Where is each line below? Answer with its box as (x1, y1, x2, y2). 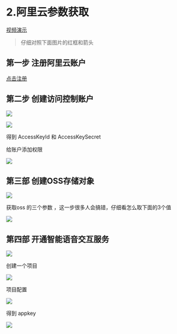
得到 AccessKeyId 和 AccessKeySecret (6, 133, 101, 140)
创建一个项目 (6, 262, 37, 269)
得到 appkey (6, 310, 37, 317)
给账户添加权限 (6, 146, 43, 153)
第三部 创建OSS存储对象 (6, 176, 95, 186)
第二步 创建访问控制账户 (6, 94, 94, 104)
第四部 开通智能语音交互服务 (6, 234, 110, 244)
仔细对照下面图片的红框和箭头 (20, 39, 94, 46)
